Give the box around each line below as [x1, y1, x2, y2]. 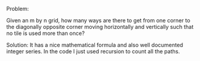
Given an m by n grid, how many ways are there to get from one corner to [6, 17, 190, 24]
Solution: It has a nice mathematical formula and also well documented [6, 42, 184, 48]
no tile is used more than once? [6, 30, 85, 37]
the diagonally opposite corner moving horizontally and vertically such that [6, 24, 194, 30]
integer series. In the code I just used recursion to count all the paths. [6, 48, 181, 55]
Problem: [6, 5, 29, 12]
